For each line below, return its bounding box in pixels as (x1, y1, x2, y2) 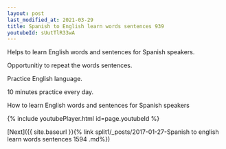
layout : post (7, 10, 45, 17)
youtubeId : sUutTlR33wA (7, 29, 76, 36)
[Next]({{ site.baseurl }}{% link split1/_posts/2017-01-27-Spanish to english (7, 128, 220, 136)
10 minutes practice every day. (7, 88, 94, 96)
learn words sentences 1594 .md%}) (7, 135, 111, 144)
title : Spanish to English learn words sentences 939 (7, 23, 165, 30)
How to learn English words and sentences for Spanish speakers (7, 101, 190, 110)
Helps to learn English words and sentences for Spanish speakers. (7, 48, 195, 56)
